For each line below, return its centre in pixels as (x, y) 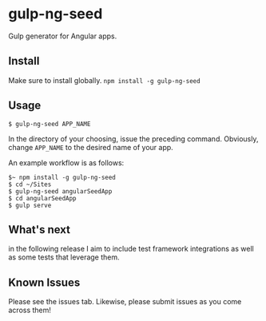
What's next (39, 230)
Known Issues (44, 282)
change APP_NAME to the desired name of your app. (91, 147)
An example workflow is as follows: (66, 162)
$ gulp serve (30, 205)
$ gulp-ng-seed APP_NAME (50, 124)
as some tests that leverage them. (64, 257)
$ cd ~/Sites (30, 184)
